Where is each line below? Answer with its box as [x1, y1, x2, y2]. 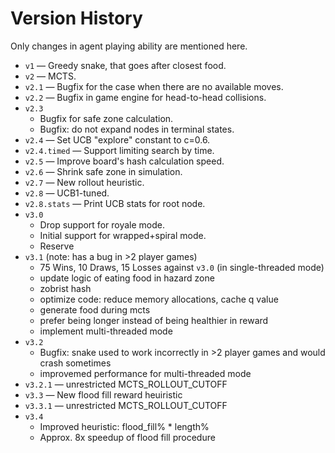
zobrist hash [39, 282, 92, 294]
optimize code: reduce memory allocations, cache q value [39, 293, 279, 305]
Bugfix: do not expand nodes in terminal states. [39, 123, 235, 135]
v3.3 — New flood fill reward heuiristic [24, 388, 183, 401]
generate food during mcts [39, 303, 151, 316]
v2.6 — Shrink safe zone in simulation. [24, 165, 183, 177]
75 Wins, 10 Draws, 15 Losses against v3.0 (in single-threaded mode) [39, 261, 325, 273]
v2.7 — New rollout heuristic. [24, 176, 145, 188]
